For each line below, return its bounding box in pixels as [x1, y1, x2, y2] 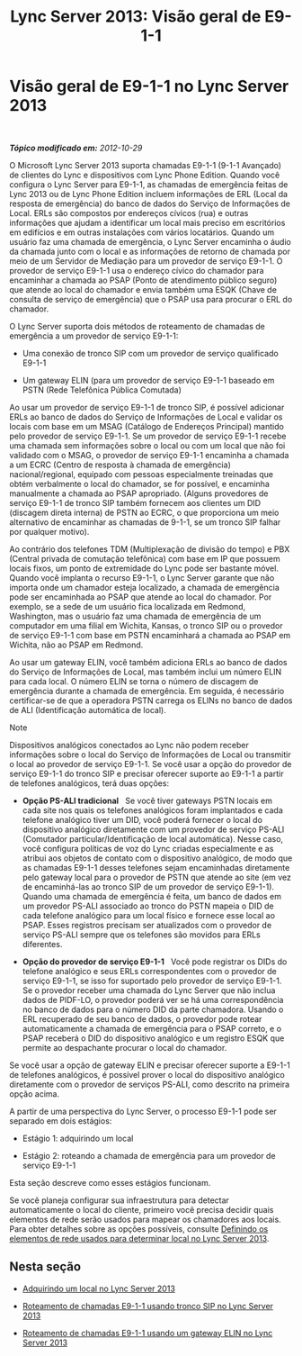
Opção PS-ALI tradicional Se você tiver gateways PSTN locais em [22, 795, 272, 806]
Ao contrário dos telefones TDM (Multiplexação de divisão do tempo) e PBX [9, 543, 290, 555]
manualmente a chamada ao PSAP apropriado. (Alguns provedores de [9, 488, 269, 499]
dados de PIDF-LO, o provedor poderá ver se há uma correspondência [22, 994, 284, 1005]
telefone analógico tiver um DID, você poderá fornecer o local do [22, 814, 263, 825]
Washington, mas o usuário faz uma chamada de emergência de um [9, 610, 262, 621]
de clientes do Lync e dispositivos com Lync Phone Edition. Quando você [9, 169, 280, 180]
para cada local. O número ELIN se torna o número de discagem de [9, 675, 259, 686]
